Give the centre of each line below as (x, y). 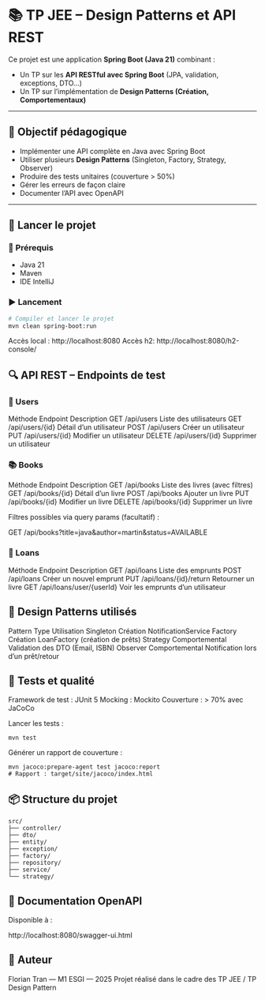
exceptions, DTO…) (51, 83)
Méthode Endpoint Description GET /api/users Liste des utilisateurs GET (125, 419)
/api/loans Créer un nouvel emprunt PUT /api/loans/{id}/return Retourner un (131, 578)
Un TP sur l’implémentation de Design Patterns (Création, (114, 91)
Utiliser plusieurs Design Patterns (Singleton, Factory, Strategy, (123, 160)
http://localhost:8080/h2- (198, 341)
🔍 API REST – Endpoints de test (87, 375)
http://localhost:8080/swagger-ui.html (70, 935)
